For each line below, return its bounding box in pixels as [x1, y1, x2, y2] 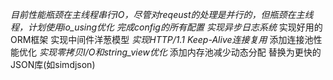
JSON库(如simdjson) [10, 59, 96, 70]
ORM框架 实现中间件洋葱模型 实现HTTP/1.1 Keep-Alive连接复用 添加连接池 [10, 34, 314, 45]
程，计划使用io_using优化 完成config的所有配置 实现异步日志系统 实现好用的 [10, 21, 323, 33]
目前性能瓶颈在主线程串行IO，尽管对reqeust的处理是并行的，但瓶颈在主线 [10, 9, 314, 20]
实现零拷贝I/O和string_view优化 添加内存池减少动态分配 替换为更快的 [38, 46, 322, 58]
